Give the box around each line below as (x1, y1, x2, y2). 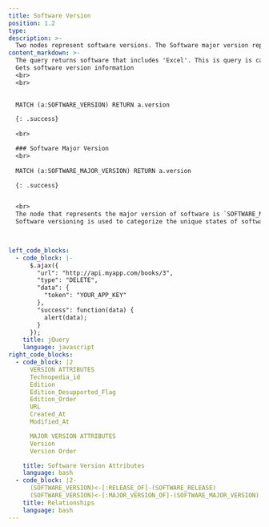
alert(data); (43, 313, 88, 321)
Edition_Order (29, 396, 78, 404)
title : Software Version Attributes (22, 461, 146, 469)
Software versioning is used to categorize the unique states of (15, 218, 239, 226)
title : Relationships (22, 498, 94, 507)
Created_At (29, 410, 66, 419)
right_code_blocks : (8, 351, 74, 359)
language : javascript (22, 344, 94, 352)
